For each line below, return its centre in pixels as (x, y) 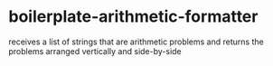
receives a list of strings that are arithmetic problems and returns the (136, 42)
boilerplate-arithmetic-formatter (133, 17)
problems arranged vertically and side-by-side (95, 51)
